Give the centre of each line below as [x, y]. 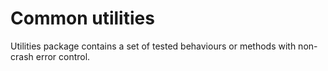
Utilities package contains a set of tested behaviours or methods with [153, 46]
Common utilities [82, 18]
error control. [63, 56]
